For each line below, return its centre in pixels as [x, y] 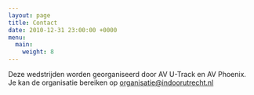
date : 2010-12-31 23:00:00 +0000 [63, 30]
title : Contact [33, 23]
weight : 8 [38, 52]
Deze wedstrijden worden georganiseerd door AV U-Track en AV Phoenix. [127, 74]
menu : [17, 37]
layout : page [29, 15]
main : [24, 45]
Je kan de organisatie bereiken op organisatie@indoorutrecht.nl [111, 82]
